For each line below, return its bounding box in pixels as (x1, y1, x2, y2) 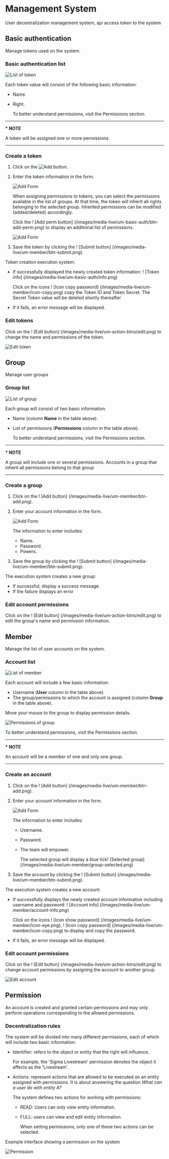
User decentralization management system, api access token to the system (5, 20, 161, 26)
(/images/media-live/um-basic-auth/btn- (74, 219, 158, 225)
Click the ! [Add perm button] (12, 219, 73, 225)
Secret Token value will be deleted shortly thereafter (12, 295, 121, 301)
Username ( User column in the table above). (12, 689, 105, 696)
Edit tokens (5, 317, 34, 324)
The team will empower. (20, 846, 70, 852)
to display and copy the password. (64, 928, 136, 934)
